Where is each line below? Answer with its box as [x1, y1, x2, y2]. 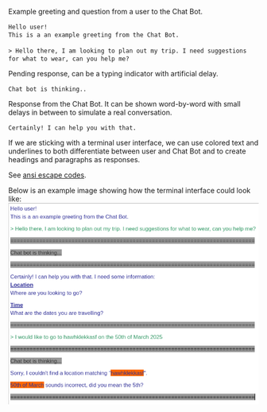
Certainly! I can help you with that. [8, 124, 137, 132]
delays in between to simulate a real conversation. [8, 107, 172, 117]
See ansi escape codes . [8, 170, 87, 180]
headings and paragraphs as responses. [8, 155, 141, 164]
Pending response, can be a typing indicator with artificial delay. [8, 69, 219, 78]
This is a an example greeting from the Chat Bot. [8, 31, 180, 39]
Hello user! [8, 23, 48, 31]
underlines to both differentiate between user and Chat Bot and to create [8, 146, 246, 156]
